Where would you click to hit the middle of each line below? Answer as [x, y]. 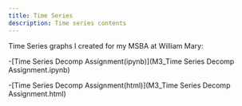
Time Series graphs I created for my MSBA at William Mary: [106, 45]
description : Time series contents [67, 23]
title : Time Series [41, 16]
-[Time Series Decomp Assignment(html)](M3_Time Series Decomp [119, 85]
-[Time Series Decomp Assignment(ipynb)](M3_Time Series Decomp [121, 61]
